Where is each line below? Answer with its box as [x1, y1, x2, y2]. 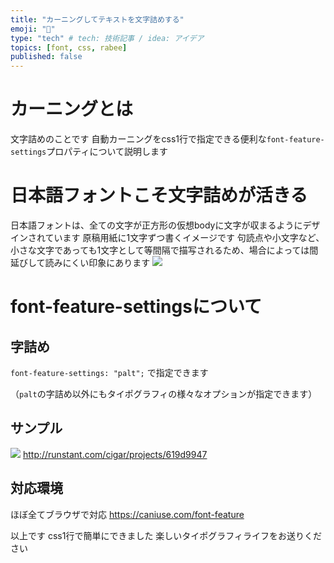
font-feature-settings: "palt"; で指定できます [10, 367, 209, 378]
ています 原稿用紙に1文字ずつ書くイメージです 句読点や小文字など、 [44, 232, 325, 243]
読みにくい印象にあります [44, 257, 151, 268]
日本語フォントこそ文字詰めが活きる [10, 184, 308, 207]
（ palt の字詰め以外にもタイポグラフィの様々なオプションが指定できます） [10, 388, 318, 400]
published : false [10, 52, 83, 62]
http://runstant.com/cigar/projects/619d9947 [22, 448, 208, 460]
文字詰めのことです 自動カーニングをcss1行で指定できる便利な [10, 133, 267, 145]
